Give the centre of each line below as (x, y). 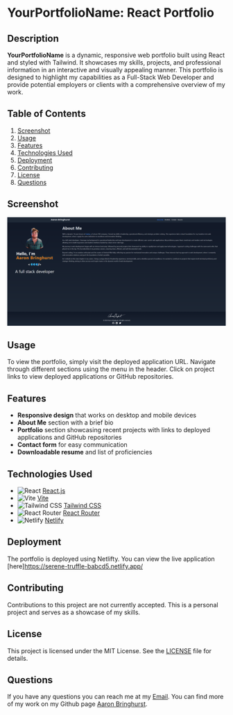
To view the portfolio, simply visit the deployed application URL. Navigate (112, 362)
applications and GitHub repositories (69, 437)
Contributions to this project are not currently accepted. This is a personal (113, 605)
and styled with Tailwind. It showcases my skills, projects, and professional (114, 63)
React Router (81, 513)
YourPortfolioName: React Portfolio (111, 13)
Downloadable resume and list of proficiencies (85, 452)
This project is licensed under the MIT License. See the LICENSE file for (110, 650)
